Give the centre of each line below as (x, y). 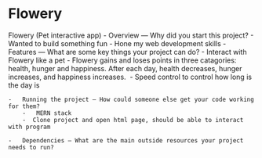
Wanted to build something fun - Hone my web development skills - (117, 43)
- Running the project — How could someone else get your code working (131, 99)
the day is (24, 85)
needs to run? (31, 147)
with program (29, 127)
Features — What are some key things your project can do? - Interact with (127, 52)
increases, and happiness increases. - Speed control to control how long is (130, 77)
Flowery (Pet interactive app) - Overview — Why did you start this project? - (131, 35)
